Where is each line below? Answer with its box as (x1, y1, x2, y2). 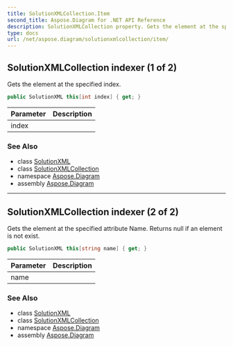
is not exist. (7, 232, 40, 240)
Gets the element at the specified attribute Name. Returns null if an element (7, 224, 223, 232)
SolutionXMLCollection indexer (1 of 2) (7, 62, 178, 73)
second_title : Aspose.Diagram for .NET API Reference (7, 17, 166, 24)
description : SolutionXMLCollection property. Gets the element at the (7, 23, 218, 30)
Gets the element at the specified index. (7, 80, 121, 88)
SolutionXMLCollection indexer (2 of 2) (7, 206, 179, 218)
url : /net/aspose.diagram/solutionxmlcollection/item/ (7, 36, 169, 43)
